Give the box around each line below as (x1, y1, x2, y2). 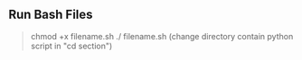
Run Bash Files (8, 7, 93, 22)
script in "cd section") (30, 40, 113, 51)
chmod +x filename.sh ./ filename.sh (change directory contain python (30, 30, 294, 41)
